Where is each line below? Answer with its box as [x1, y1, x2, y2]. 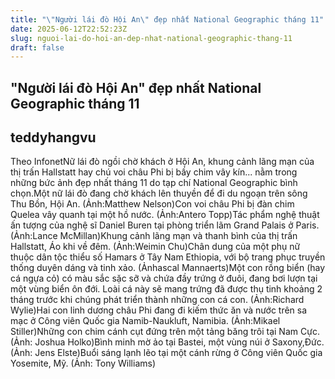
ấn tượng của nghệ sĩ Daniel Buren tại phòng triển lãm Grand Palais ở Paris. [10, 219, 320, 231]
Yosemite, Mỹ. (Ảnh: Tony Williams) [10, 357, 157, 370]
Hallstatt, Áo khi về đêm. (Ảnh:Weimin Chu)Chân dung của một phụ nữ [10, 241, 301, 253]
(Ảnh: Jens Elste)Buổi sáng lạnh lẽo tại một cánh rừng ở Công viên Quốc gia [10, 347, 323, 359]
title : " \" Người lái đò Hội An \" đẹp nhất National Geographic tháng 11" [10, 14, 325, 25]
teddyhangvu [10, 129, 97, 146]
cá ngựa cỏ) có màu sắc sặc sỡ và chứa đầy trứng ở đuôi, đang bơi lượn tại [10, 272, 318, 285]
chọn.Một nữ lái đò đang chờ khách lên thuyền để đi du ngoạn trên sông [10, 187, 308, 200]
